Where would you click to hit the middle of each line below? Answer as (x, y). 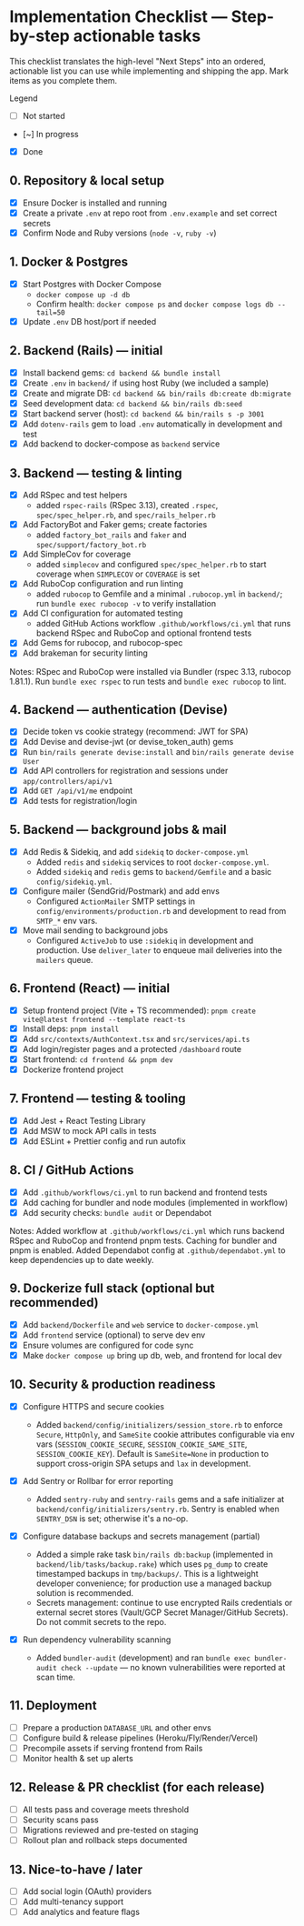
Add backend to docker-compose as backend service (121, 444)
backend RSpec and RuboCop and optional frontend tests (144, 633)
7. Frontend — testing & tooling (98, 1099)
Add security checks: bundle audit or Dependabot (117, 1212)
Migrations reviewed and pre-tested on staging (110, 1830)
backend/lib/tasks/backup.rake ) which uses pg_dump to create (152, 1564)
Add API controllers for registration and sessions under (125, 770)
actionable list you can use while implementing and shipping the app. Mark (149, 71)
